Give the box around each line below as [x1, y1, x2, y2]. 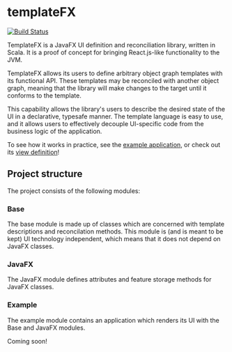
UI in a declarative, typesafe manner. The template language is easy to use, [7, 112, 224, 121]
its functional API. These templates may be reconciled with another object [7, 76, 219, 84]
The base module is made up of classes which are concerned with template [7, 220, 225, 229]
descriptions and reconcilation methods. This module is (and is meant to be [7, 227, 224, 236]
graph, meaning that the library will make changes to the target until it [7, 84, 207, 92]
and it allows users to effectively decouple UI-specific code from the [7, 119, 204, 128]
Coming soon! [7, 337, 47, 345]
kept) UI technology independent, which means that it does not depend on [7, 235, 221, 243]
